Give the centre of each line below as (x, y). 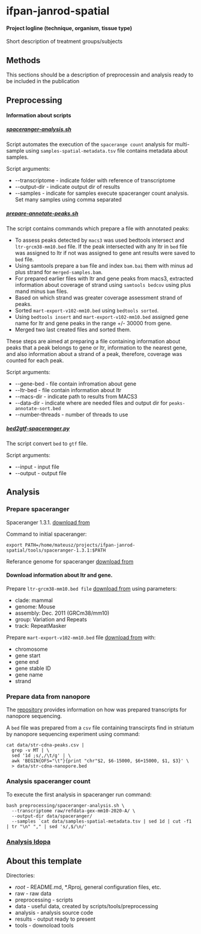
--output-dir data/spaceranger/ (52, 816)
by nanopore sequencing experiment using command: (73, 734)
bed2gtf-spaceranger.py (38, 428)
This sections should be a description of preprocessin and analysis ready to (100, 75)
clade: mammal (34, 600)
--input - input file (37, 467)
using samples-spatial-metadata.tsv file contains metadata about (106, 151)
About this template (44, 861)
